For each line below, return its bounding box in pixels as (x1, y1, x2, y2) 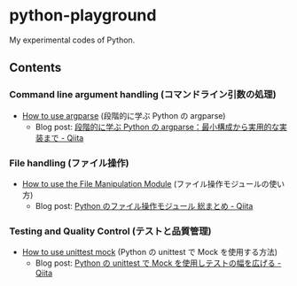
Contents (9, 60, 62, 75)
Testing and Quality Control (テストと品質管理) (9, 225, 212, 237)
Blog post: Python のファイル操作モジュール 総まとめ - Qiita (35, 200, 254, 211)
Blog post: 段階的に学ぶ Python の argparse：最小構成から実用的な (35, 121, 280, 132)
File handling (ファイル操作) (9, 157, 130, 169)
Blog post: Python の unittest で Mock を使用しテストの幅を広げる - (35, 258, 282, 268)
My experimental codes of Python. (9, 35, 136, 45)
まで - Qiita (43, 132, 84, 143)
